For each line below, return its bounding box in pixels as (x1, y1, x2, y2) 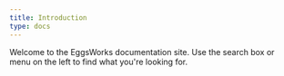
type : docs (9, 22, 51, 31)
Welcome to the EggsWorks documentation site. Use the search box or (9, 46, 275, 57)
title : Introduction (9, 13, 88, 23)
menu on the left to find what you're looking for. (9, 56, 188, 67)
